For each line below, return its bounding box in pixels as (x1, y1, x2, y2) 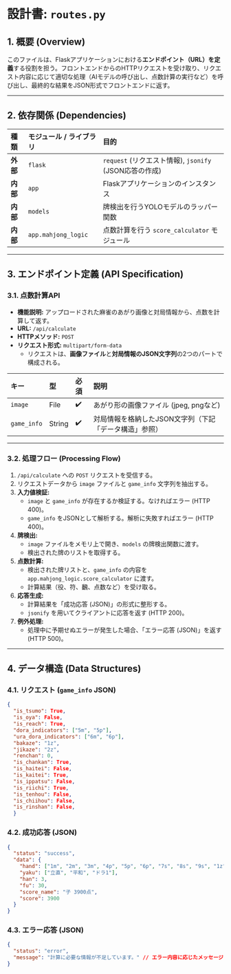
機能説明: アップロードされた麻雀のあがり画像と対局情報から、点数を (16, 308, 214, 316)
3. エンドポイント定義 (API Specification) (7, 268, 184, 280)
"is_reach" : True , (13, 721, 67, 728)
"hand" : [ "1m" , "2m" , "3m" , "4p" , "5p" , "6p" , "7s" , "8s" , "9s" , (19, 863, 211, 870)
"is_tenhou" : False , (13, 791, 72, 798)
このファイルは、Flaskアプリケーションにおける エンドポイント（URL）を (7, 56, 214, 63)
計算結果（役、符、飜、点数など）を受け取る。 (27, 582, 160, 591)
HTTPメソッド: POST (16, 332, 74, 341)
